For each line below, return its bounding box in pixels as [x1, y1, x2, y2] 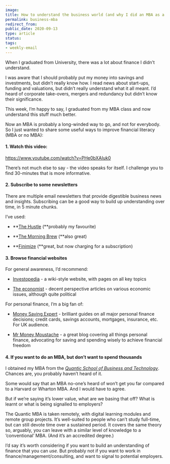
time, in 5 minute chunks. [5, 204, 58, 210]
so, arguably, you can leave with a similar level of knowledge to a [5, 427, 141, 434]
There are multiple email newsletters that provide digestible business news [5, 193, 161, 199]
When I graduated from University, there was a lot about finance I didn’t [5, 59, 155, 65]
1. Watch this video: [5, 143, 48, 150]
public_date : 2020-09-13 [5, 26, 58, 32]
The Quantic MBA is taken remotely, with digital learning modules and [5, 411, 151, 417]
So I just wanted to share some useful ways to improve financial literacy [5, 127, 155, 133]
